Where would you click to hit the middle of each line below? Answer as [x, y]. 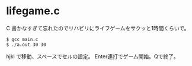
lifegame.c [33, 11]
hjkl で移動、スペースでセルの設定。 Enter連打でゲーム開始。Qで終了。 [92, 56]
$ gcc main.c [22, 39]
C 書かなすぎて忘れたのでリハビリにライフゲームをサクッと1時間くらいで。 [98, 28]
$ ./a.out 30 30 [26, 45]
